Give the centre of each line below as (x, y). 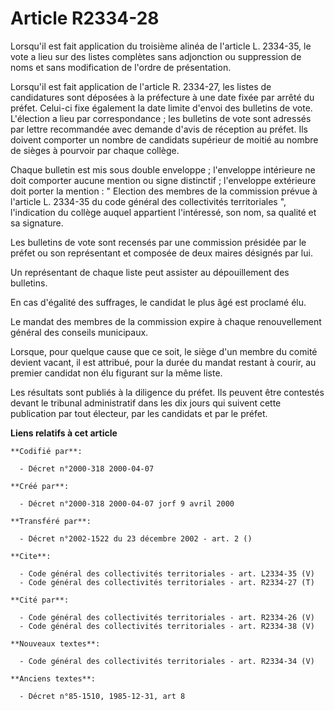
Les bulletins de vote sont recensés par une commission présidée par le (158, 242)
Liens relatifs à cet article (64, 433)
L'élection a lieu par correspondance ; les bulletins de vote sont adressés (161, 118)
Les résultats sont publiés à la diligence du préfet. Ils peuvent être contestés (167, 392)
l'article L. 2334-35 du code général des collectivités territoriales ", (148, 201)
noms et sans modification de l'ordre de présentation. (121, 67)
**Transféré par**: (51, 521)
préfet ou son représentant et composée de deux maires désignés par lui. (161, 253)
